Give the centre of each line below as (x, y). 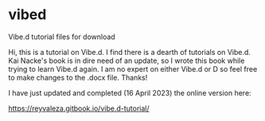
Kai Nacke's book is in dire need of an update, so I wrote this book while (127, 60)
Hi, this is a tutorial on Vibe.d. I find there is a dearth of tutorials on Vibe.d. (129, 52)
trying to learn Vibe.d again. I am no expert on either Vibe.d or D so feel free (133, 68)
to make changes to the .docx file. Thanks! (78, 77)
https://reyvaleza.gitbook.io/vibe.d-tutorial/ (79, 108)
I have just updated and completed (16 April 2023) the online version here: (130, 92)
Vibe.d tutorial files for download (62, 37)
